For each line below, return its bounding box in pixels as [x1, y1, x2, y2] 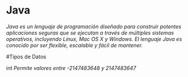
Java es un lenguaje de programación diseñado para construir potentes [6, 23, 182, 30]
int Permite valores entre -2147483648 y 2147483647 [6, 64, 137, 71]
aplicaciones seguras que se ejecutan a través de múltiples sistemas [6, 29, 174, 36]
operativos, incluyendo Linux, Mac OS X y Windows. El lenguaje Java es [6, 35, 183, 42]
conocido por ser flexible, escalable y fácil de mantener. [6, 42, 143, 49]
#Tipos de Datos [6, 53, 47, 60]
